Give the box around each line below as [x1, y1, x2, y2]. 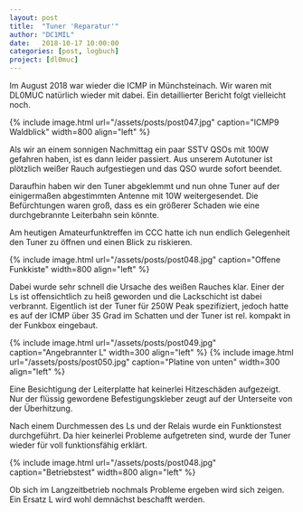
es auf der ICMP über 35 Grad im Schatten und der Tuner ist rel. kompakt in [9, 310, 291, 321]
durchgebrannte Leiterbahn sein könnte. [9, 210, 160, 220]
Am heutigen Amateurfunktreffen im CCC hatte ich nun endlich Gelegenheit [9, 227, 291, 238]
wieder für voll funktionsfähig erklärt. [9, 440, 147, 450]
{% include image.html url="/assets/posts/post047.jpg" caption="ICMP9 [9, 117, 279, 128]
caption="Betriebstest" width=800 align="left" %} [9, 467, 196, 478]
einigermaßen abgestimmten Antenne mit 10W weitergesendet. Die [9, 191, 259, 201]
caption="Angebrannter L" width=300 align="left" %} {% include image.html [9, 347, 294, 357]
